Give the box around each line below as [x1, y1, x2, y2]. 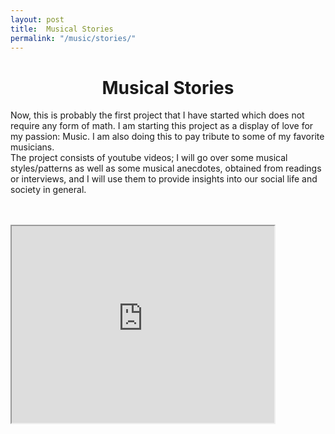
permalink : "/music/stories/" [10, 33, 137, 43]
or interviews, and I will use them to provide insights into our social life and [10, 173, 318, 185]
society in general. [10, 184, 87, 196]
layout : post [10, 14, 65, 25]
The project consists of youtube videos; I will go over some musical [10, 152, 288, 164]
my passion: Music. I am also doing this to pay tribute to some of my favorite [10, 131, 325, 143]
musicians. [10, 141, 55, 153]
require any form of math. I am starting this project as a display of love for [10, 120, 314, 132]
